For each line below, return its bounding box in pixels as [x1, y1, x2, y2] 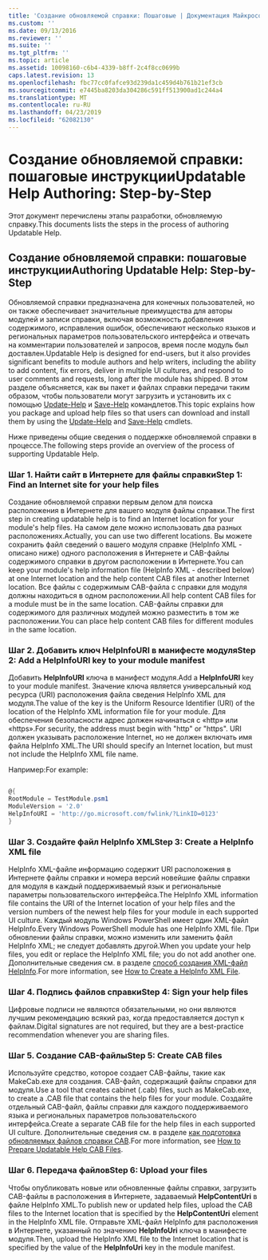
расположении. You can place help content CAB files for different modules [8, 616, 254, 625]
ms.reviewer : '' [8, 34, 62, 42]
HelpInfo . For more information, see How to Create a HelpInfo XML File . [8, 966, 241, 976]
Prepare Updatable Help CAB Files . [8, 1145, 124, 1154]
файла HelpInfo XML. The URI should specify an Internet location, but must [8, 741, 253, 751]
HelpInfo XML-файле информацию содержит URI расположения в [8, 864, 231, 873]
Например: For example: [8, 765, 89, 775]
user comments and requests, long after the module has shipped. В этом [8, 374, 249, 383]
